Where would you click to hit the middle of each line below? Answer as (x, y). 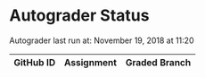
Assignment (90, 62)
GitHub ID (35, 62)
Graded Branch (158, 62)
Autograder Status (79, 16)
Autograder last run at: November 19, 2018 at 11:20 (102, 40)
